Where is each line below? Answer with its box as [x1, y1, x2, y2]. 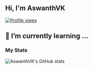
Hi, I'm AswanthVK [5, 4, 65, 12]
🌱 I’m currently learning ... [5, 32, 89, 40]
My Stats [5, 47, 28, 54]
